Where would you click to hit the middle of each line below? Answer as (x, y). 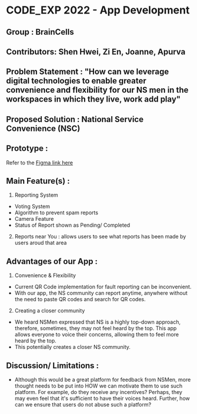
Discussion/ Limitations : (52, 366)
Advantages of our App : (52, 261)
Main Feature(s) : (38, 181)
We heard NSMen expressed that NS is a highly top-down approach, (98, 322)
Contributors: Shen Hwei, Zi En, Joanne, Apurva (96, 51)
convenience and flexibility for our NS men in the (97, 90)
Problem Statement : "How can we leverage (88, 72)
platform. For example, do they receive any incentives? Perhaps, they (98, 392)
